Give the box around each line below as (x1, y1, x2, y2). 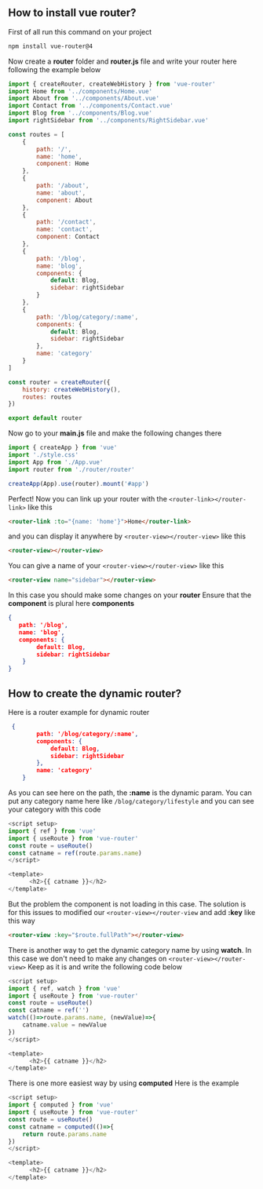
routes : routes (22, 392, 72, 401)
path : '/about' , (36, 182, 89, 190)
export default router (8, 414, 82, 422)
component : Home (36, 160, 89, 168)
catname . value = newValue (22, 1021, 108, 1029)
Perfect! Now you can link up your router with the (8, 494, 167, 503)
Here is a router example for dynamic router (8, 708, 150, 717)
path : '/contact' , (36, 218, 97, 226)
